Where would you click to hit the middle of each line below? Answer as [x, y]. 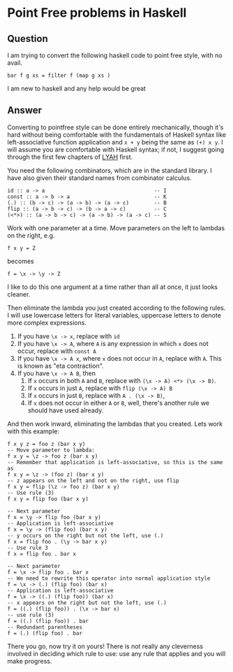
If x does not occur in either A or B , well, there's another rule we [119, 403]
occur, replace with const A [57, 351]
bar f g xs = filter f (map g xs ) [59, 75]
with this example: [33, 431]
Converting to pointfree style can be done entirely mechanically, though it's [115, 127]
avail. [15, 63]
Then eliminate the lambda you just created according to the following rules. [116, 308]
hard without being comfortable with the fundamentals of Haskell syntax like [117, 135]
